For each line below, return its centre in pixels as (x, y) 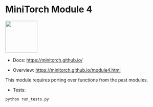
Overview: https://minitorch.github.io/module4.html (67, 70)
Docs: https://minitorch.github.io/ (48, 60)
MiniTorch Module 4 (49, 9)
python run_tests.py (27, 99)
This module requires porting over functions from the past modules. (77, 80)
